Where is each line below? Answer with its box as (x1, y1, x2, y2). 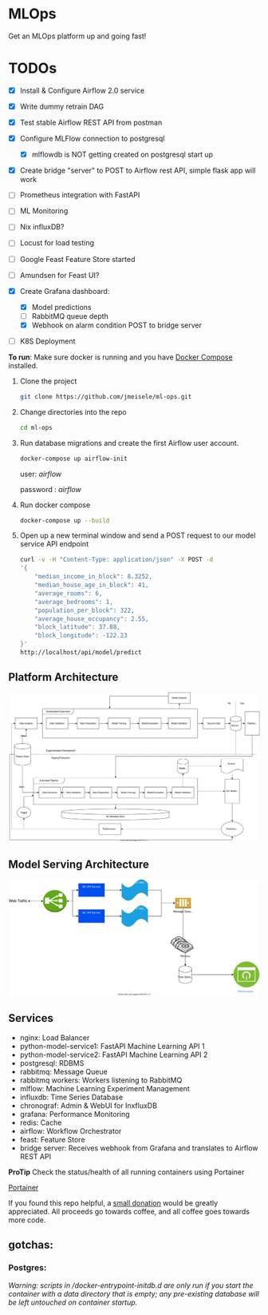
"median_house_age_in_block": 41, (34, 581, 149, 590)
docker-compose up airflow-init (19, 455, 128, 463)
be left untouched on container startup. (8, 1297, 138, 1307)
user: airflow (19, 469, 62, 479)
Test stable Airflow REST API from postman (19, 117, 163, 127)
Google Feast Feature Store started (19, 254, 136, 264)
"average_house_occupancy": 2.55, (34, 614, 149, 623)
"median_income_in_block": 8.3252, (34, 573, 153, 581)
